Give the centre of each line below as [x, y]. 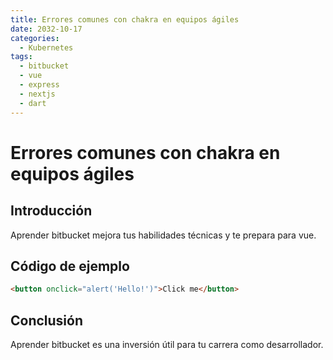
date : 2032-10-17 [46, 29]
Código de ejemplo [70, 266]
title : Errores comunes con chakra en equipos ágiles [125, 19]
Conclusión [47, 320]
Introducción [51, 211]
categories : [35, 38]
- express [39, 85]
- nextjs [37, 94]
